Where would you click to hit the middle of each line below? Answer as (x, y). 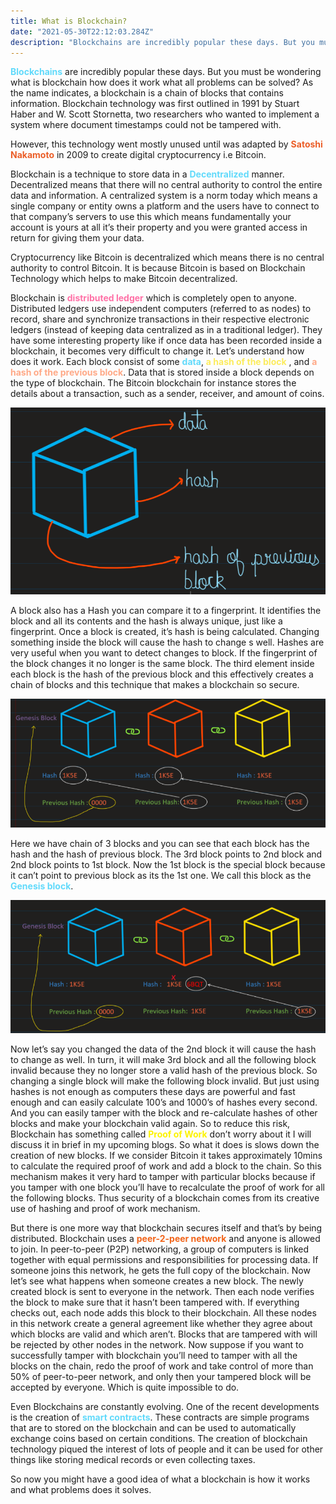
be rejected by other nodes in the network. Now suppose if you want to (157, 1344)
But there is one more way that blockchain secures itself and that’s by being (166, 1227)
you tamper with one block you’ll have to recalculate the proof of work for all (167, 1187)
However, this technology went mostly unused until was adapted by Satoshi (166, 144)
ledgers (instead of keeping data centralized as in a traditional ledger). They (166, 330)
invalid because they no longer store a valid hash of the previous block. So (164, 1070)
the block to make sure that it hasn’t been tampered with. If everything (155, 1302)
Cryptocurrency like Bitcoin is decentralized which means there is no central (167, 257)
